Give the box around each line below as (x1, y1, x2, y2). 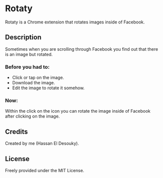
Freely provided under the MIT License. (5, 167, 84, 173)
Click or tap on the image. (12, 75, 64, 80)
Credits (5, 127, 28, 136)
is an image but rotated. (5, 51, 53, 57)
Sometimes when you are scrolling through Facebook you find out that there (5, 46, 159, 52)
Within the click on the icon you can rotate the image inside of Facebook (5, 108, 151, 114)
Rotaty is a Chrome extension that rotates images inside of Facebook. (5, 19, 145, 25)
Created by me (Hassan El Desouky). (5, 140, 79, 146)
